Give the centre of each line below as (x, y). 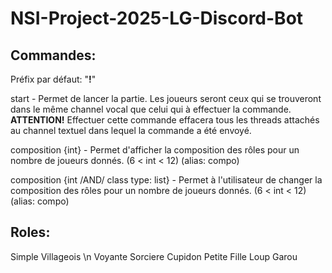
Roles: (30, 232)
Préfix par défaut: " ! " (53, 79)
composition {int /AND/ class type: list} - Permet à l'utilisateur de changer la (166, 180)
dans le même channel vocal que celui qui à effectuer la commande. (151, 109)
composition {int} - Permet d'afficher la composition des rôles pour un (155, 150)
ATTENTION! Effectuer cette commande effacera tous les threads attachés (165, 120)
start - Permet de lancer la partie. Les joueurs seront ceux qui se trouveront (166, 98)
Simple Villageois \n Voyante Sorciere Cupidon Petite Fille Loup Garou (154, 256)
